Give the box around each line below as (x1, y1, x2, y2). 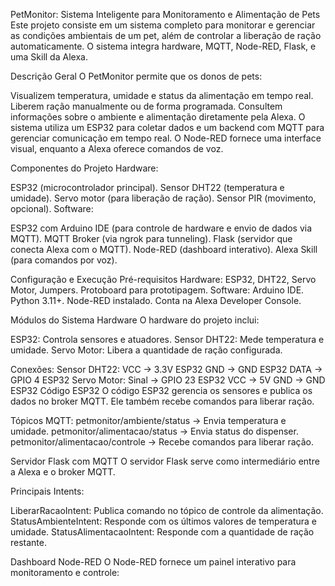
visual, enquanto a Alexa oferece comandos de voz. (10, 143, 224, 154)
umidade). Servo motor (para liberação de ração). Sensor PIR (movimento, (10, 192, 317, 204)
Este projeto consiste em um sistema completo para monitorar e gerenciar (10, 19, 316, 31)
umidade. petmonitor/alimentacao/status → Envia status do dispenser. (10, 425, 299, 437)
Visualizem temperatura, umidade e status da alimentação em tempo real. (10, 90, 314, 101)
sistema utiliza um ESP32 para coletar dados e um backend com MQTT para (10, 122, 325, 133)
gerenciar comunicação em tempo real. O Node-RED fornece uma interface (10, 132, 322, 144)
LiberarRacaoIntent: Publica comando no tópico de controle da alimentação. (10, 505, 324, 516)
